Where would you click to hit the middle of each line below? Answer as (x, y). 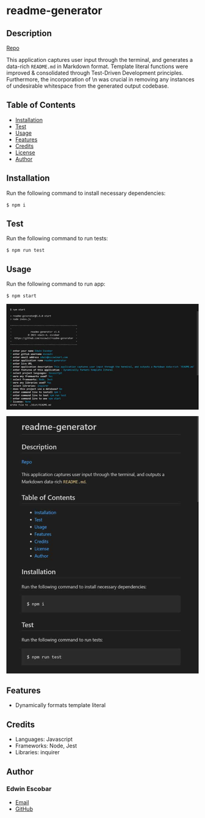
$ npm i (16, 205)
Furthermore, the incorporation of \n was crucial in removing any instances (100, 79)
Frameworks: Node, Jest (46, 746)
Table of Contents (41, 105)
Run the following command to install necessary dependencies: (86, 193)
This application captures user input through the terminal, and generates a (100, 60)
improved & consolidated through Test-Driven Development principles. (95, 73)
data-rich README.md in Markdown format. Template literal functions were (97, 66)
